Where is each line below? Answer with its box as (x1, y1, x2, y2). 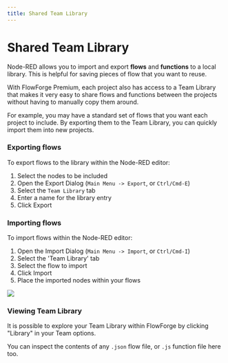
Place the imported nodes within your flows (17, 276, 141, 285)
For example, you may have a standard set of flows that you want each (7, 111, 208, 119)
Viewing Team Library (7, 307, 83, 316)
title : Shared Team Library (7, 10, 88, 17)
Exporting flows (7, 142, 62, 152)
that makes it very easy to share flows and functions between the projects (7, 90, 218, 98)
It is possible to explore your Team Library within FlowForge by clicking (7, 322, 209, 330)
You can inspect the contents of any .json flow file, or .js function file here (7, 342, 222, 351)
